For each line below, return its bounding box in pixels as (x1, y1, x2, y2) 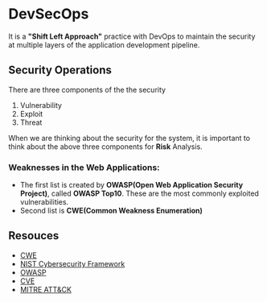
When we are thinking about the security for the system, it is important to (8, 133, 251, 143)
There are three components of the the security (8, 85, 166, 94)
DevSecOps (8, 5, 89, 23)
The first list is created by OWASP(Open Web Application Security (19, 180, 244, 190)
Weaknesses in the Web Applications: (8, 162, 160, 173)
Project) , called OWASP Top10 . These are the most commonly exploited (19, 188, 260, 198)
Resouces (8, 229, 60, 242)
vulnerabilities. (19, 197, 69, 207)
